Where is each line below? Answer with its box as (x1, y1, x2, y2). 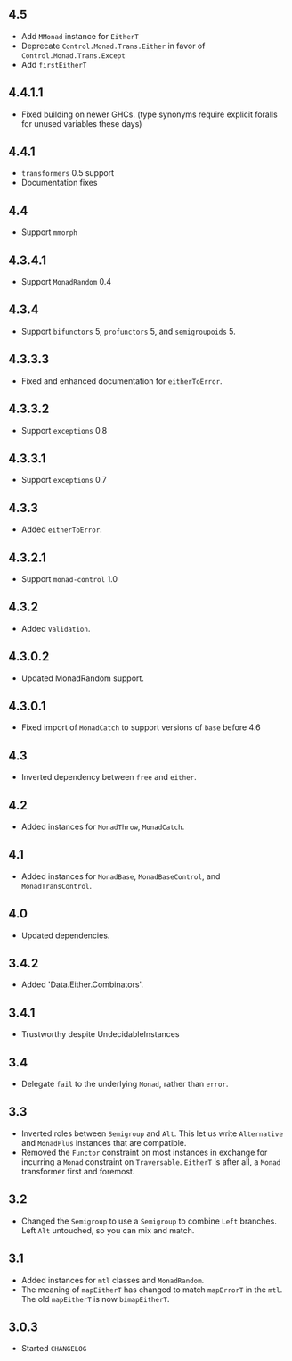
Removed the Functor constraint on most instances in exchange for (20, 1147, 268, 1158)
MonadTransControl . (20, 880, 93, 891)
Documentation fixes (20, 178, 98, 188)
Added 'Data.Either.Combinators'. (20, 979, 144, 990)
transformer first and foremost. (20, 1166, 135, 1176)
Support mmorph (20, 227, 77, 237)
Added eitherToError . (20, 524, 103, 535)
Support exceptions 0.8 (20, 425, 108, 436)
